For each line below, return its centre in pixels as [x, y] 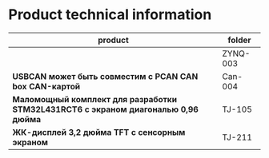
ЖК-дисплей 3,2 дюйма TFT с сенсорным [99, 132]
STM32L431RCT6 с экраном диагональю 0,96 [105, 109]
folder [239, 40]
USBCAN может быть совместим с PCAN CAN [105, 76]
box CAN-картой [46, 86]
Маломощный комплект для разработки [95, 99]
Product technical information [110, 15]
